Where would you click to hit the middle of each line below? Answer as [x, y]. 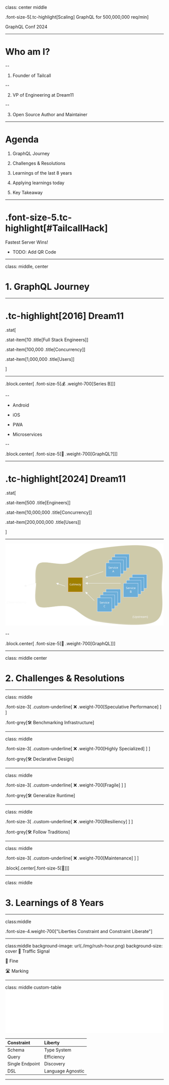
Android [21, 405]
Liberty [52, 1042]
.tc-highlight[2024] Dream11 [65, 479]
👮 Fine [12, 961]
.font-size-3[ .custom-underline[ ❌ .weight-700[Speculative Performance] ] [83, 707]
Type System [58, 1050]
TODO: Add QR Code [34, 252]
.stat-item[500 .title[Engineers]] [38, 502]
